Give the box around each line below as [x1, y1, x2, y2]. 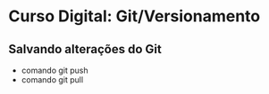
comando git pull [21, 74, 84, 85]
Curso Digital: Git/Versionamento [8, 6, 261, 27]
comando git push [21, 65, 88, 75]
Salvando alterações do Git [8, 42, 162, 57]
